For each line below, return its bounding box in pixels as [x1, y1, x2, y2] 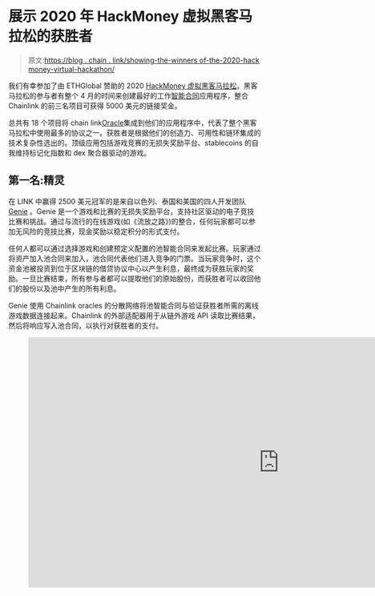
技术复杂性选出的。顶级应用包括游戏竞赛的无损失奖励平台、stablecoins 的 [8, 138, 252, 147]
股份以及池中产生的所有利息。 [22, 284, 121, 293]
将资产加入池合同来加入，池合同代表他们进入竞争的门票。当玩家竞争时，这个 [8, 253, 261, 263]
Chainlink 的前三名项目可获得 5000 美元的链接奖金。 [8, 101, 182, 111]
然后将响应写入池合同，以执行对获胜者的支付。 [8, 320, 163, 330]
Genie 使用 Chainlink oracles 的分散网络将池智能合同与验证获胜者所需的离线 [8, 300, 259, 310]
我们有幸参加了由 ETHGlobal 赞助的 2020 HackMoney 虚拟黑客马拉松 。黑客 [8, 81, 258, 91]
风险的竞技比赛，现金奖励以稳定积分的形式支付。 [22, 226, 184, 236]
